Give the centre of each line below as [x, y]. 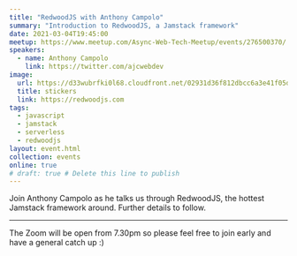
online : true [33, 165]
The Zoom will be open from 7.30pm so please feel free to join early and [140, 233]
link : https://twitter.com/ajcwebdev [95, 67]
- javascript [41, 116]
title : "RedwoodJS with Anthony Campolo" [87, 17]
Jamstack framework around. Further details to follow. [107, 207]
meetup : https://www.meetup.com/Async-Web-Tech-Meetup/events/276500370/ [148, 42]
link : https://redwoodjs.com [71, 99]
